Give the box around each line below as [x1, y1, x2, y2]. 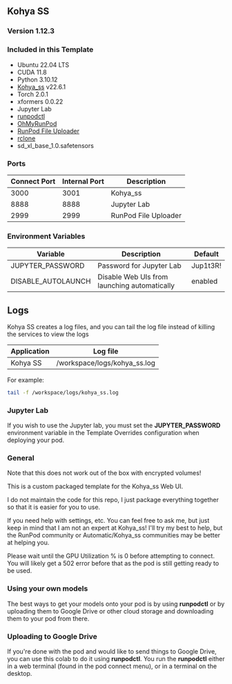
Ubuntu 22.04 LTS [17, 60, 70, 68]
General [7, 453, 35, 463]
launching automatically [97, 281, 175, 290]
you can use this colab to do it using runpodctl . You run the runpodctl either [7, 655, 225, 663]
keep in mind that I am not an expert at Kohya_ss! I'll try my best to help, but [7, 524, 223, 532]
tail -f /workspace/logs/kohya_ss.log [7, 389, 119, 396]
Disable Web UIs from [97, 272, 168, 282]
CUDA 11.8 [17, 68, 47, 76]
